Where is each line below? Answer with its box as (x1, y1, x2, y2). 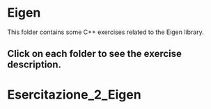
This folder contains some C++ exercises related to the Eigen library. (7, 28, 204, 36)
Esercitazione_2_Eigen (7, 87, 141, 102)
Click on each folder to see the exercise (7, 48, 182, 60)
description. (7, 59, 61, 71)
